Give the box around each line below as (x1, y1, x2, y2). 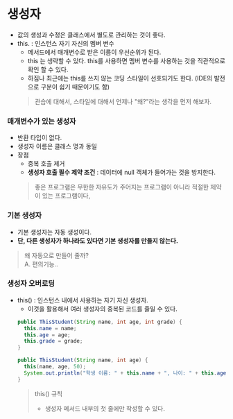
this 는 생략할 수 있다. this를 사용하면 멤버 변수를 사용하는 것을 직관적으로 (27, 56, 225, 65)
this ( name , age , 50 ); (24, 364, 87, 370)
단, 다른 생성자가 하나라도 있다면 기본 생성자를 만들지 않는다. (17, 237, 179, 245)
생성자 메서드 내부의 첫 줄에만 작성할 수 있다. (44, 404, 165, 413)
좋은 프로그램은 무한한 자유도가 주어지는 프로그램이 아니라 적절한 (34, 183, 209, 191)
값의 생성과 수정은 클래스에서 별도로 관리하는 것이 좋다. (17, 31, 166, 39)
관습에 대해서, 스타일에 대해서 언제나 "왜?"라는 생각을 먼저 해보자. (34, 97, 212, 105)
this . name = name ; (24, 325, 77, 332)
